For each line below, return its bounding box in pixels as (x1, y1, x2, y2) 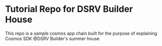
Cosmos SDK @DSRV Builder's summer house (5, 36, 100, 42)
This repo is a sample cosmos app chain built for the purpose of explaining (5, 30, 157, 36)
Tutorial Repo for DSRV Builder (5, 3, 133, 15)
